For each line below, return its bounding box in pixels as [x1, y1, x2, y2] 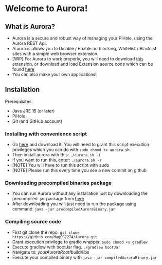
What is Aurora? [5, 22, 55, 31]
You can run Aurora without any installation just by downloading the [12, 190, 148, 196]
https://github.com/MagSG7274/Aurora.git [12, 234, 97, 239]
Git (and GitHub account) [12, 118, 62, 124]
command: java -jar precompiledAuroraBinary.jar [12, 206, 116, 212]
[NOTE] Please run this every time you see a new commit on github [12, 168, 147, 173]
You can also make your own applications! [12, 72, 97, 77]
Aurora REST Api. [12, 40, 47, 46]
